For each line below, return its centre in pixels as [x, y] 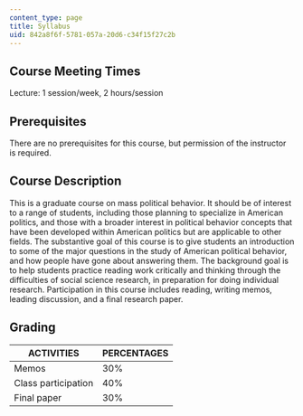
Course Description [66, 181]
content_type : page [46, 18]
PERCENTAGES [136, 353]
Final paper [38, 397]
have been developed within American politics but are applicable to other [146, 232]
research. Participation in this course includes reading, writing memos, [141, 289]
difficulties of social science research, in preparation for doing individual [144, 279]
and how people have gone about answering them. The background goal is [149, 260]
